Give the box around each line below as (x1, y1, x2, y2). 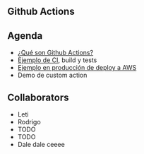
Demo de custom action (17, 71, 88, 80)
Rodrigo (17, 118, 41, 126)
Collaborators (7, 91, 69, 103)
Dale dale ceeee (17, 141, 65, 149)
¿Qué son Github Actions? (17, 49, 94, 57)
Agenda (7, 30, 43, 42)
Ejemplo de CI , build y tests (17, 56, 97, 64)
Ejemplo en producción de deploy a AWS (17, 64, 137, 72)
